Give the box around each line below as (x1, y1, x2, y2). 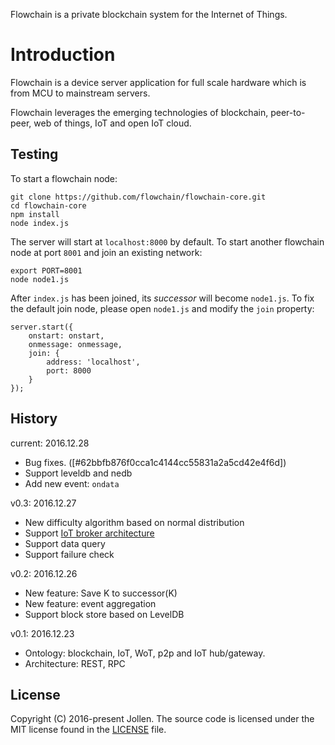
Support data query (24, 537, 106, 549)
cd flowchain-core (10, 200, 87, 211)
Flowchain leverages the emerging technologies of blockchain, (10, 106, 269, 118)
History (10, 410, 58, 428)
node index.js (10, 218, 70, 228)
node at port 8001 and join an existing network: (10, 246, 203, 258)
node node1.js (10, 274, 70, 284)
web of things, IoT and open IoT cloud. (33, 117, 192, 129)
